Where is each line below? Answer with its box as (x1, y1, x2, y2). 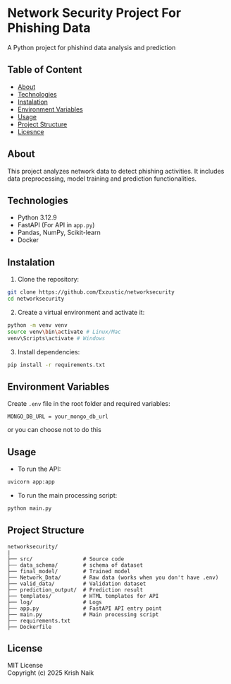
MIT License (7, 661, 44, 670)
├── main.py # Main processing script (7, 611, 159, 618)
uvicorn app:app (7, 479, 55, 486)
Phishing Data (7, 20, 91, 36)
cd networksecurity (7, 295, 65, 303)
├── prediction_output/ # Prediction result (7, 586, 143, 594)
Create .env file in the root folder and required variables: (7, 400, 170, 408)
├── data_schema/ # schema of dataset (7, 561, 143, 569)
